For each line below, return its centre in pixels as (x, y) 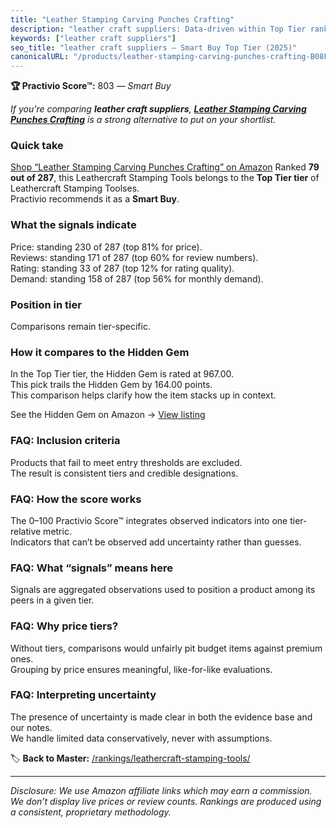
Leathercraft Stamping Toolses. (75, 188)
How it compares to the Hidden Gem (100, 352)
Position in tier (46, 304)
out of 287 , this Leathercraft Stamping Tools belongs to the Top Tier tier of (165, 178)
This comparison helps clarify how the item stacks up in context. (143, 395)
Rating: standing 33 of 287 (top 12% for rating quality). (122, 268)
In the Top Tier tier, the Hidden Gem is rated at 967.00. (122, 374)
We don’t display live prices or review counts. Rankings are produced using (166, 801)
